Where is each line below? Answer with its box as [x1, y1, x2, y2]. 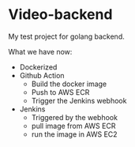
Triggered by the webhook [31, 112, 118, 122]
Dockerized [19, 62, 58, 72]
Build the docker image [31, 79, 107, 89]
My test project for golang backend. [8, 32, 125, 41]
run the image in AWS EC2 [31, 129, 118, 139]
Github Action [19, 70, 65, 80]
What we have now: [8, 47, 73, 56]
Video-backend [8, 6, 113, 24]
